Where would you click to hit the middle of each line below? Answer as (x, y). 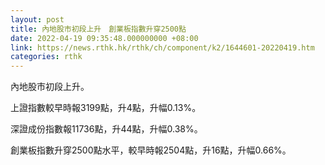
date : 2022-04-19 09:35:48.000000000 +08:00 (104, 38)
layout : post (37, 19)
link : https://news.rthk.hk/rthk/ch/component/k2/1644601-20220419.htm (162, 47)
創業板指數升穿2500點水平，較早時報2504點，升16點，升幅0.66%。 (151, 150)
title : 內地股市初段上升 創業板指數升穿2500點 (98, 29)
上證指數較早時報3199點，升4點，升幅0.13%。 (106, 108)
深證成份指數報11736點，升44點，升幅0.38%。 (106, 129)
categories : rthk (46, 57)
